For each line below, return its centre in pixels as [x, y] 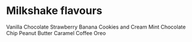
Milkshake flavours [54, 11]
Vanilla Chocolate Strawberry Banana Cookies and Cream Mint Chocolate [96, 27]
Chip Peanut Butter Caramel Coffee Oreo [56, 33]
